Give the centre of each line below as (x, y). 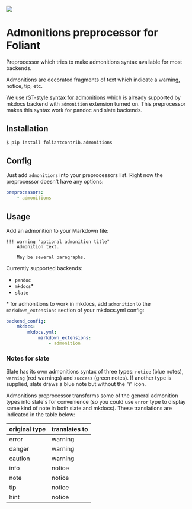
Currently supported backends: (44, 268)
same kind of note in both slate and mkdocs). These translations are (89, 408)
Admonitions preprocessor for (82, 33)
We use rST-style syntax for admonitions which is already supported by (93, 97)
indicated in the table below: (41, 414)
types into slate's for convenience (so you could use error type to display (96, 401)
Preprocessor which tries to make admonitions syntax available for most (94, 62)
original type (28, 429)
